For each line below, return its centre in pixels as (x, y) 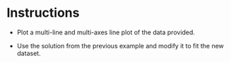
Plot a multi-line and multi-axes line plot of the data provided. (106, 32)
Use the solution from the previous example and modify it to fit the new (120, 45)
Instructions (43, 13)
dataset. (29, 53)
